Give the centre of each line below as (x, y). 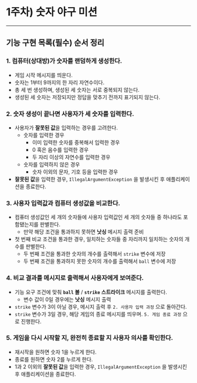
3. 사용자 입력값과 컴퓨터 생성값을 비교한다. (63, 203)
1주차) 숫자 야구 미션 (52, 12)
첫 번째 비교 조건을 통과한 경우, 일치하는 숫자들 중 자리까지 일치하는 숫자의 (99, 239)
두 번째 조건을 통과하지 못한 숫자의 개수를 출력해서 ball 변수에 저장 (100, 261)
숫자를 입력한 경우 (44, 135)
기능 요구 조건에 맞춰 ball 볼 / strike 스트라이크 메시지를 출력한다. (91, 292)
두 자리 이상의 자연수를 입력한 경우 (71, 157)
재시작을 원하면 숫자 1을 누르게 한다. (55, 352)
